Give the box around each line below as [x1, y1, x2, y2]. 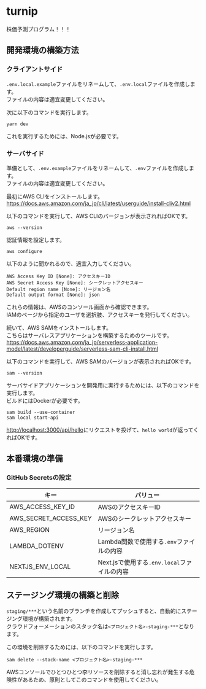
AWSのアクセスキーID [97, 502, 161, 511]
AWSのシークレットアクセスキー [97, 514, 192, 523]
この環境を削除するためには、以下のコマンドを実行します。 [6, 644, 156, 651]
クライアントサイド [6, 65, 63, 74]
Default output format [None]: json [6, 292, 100, 298]
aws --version [6, 224, 43, 231]
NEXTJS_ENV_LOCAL [9, 562, 71, 570]
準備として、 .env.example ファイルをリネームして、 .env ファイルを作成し [6, 164, 189, 171]
